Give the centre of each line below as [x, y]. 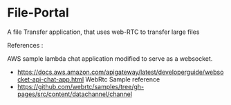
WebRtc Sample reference [123, 79]
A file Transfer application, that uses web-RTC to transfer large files [103, 32]
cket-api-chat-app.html [50, 79]
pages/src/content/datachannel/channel [75, 94]
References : [25, 45]
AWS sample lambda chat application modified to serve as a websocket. [110, 58]
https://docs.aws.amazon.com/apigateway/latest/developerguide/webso [120, 72]
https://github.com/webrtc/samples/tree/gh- [81, 86]
